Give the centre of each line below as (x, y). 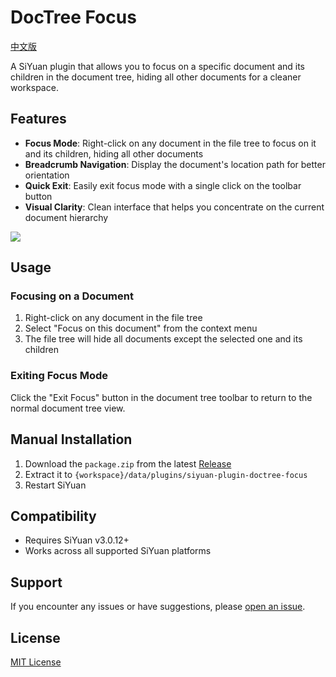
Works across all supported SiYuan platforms (118, 551)
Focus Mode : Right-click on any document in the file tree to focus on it (170, 143)
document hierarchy (66, 217)
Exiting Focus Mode (59, 376)
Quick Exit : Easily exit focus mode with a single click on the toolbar (163, 185)
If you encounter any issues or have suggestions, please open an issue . (158, 607)
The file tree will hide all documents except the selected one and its (163, 339)
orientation (47, 175)
